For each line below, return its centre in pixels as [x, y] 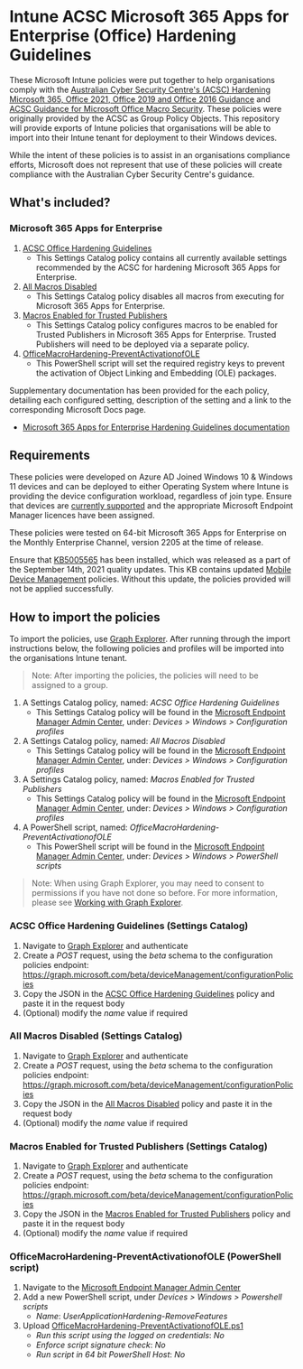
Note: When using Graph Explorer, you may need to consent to [147, 883]
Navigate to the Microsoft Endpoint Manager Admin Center [132, 1288]
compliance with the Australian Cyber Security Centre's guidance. [132, 174]
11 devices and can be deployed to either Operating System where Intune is [149, 487]
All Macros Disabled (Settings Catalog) [96, 1036]
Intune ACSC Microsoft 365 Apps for [149, 17]
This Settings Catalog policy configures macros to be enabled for [157, 325]
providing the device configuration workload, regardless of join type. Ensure [151, 496]
